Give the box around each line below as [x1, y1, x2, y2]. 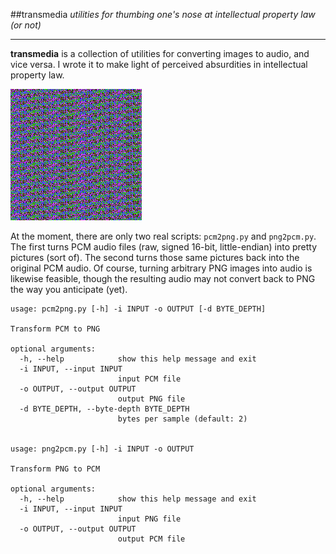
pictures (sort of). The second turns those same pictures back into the [10, 252, 300, 263]
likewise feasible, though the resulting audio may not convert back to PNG [10, 273, 316, 284]
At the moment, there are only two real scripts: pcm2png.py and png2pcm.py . [10, 230, 317, 242]
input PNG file [117, 514, 182, 524]
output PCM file [117, 534, 186, 544]
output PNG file [117, 394, 186, 404]
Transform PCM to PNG [10, 324, 101, 334]
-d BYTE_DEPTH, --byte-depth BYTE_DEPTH [19, 404, 190, 414]
